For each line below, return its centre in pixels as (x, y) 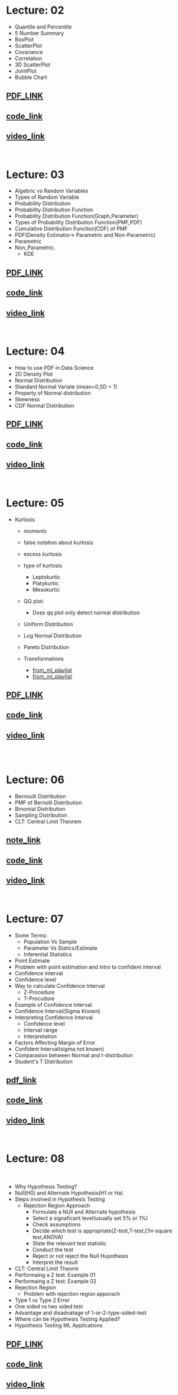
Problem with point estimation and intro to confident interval (88, 967)
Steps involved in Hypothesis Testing (60, 1199)
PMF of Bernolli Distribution (48, 803)
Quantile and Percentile (43, 27)
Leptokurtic (46, 577)
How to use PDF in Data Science (54, 368)
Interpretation (40, 1036)
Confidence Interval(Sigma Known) (57, 1011)
